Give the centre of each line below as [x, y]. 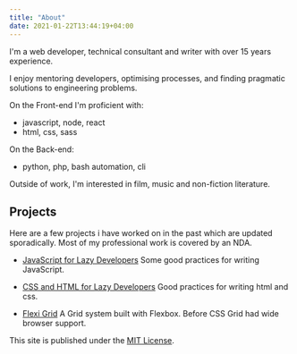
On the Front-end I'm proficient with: [76, 105]
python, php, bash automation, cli [84, 166]
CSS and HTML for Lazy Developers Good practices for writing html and [155, 287]
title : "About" [38, 17]
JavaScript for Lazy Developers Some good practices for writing [140, 260]
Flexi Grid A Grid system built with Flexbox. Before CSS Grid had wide [150, 314]
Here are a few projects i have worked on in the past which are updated [141, 233]
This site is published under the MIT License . [92, 341]
